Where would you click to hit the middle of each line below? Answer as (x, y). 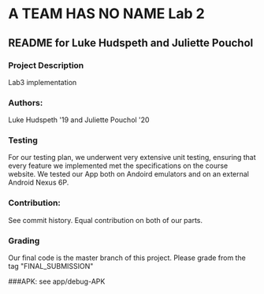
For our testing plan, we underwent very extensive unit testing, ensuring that (132, 158)
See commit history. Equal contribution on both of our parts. (106, 220)
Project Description (46, 65)
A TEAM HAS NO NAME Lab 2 (106, 14)
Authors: (26, 102)
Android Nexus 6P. (39, 183)
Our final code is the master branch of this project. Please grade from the (127, 258)
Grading (24, 240)
